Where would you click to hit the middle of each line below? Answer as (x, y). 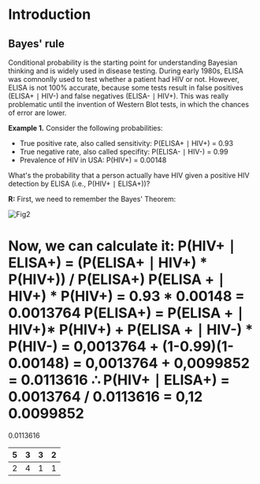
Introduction (50, 15)
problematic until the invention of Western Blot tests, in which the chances (129, 104)
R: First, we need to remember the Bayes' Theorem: (92, 199)
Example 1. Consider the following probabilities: (85, 128)
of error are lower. (37, 113)
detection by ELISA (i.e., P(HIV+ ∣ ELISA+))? (79, 184)
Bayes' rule (37, 44)
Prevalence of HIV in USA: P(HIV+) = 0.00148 (93, 160)
